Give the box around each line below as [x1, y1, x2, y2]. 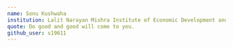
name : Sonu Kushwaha [7, 10, 67, 17]
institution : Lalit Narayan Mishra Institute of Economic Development [7, 17, 216, 23]
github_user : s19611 [7, 29, 67, 37]
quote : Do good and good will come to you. [7, 23, 135, 30]
